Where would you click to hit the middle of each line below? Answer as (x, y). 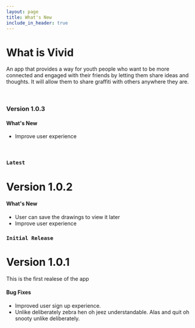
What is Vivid (40, 52)
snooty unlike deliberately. (47, 318)
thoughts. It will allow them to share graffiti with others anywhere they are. (98, 82)
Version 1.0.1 (38, 262)
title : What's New (29, 17)
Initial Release (30, 238)
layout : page (22, 12)
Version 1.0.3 (26, 109)
